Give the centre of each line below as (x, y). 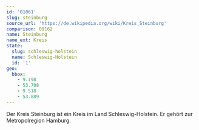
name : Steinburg (27, 35)
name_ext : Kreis (27, 40)
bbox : (19, 74)
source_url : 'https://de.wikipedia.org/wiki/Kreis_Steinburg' (86, 23)
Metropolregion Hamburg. (39, 120)
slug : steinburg (27, 18)
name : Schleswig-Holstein (45, 57)
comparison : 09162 (29, 29)
